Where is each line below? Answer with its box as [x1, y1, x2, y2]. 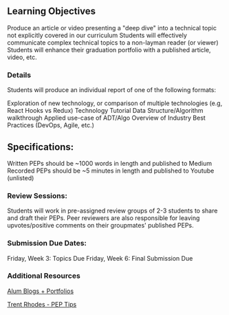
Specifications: [7, 141, 74, 153]
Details [7, 70, 32, 80]
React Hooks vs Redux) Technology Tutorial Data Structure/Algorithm [7, 107, 204, 115]
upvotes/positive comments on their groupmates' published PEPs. [7, 221, 194, 230]
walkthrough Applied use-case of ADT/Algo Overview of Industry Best [7, 113, 206, 122]
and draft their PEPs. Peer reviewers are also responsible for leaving [7, 214, 200, 222]
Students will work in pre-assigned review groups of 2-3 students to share [7, 206, 218, 215]
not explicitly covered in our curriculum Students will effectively [7, 31, 188, 39]
